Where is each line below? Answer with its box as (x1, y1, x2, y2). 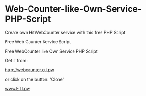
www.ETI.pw (5, 85, 30, 91)
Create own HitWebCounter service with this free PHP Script (5, 29, 126, 35)
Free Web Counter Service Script (5, 39, 71, 44)
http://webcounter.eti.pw (5, 67, 54, 73)
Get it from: (5, 57, 28, 63)
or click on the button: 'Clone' (5, 76, 64, 82)
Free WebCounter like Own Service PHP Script (5, 48, 98, 54)
